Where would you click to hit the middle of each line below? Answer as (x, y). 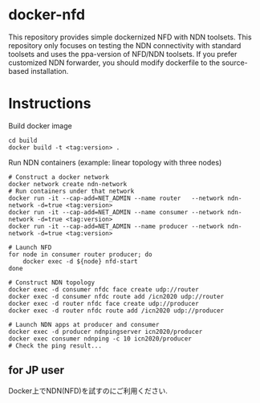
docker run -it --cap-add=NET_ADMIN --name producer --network (116, 226)
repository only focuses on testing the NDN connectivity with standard (125, 45)
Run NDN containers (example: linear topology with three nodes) (115, 162)
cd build (23, 140)
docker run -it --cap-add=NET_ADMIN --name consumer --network (116, 212)
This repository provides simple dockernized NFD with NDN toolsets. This (130, 37)
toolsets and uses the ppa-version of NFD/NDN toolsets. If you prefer (123, 54)
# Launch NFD (30, 247)
